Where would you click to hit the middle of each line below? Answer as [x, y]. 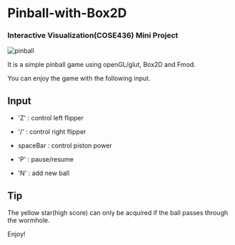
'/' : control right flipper [52, 132]
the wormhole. [29, 220]
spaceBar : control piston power [65, 146]
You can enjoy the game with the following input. [79, 78]
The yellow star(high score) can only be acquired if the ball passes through [118, 213]
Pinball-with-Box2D [67, 13]
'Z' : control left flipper [51, 118]
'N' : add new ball [44, 173]
